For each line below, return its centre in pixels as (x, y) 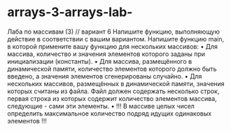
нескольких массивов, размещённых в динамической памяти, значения (116, 83)
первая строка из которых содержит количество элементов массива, (112, 98)
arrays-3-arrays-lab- (70, 12)
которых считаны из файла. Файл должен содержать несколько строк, (113, 91)
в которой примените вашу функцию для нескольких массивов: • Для (113, 46)
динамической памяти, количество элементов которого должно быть (112, 69)
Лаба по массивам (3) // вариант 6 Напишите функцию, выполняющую (114, 32)
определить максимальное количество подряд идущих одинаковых (110, 113)
